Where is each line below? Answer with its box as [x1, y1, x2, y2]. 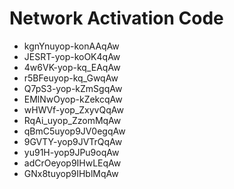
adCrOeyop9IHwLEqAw [23, 157, 122, 169]
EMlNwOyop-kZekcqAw [23, 93, 123, 105]
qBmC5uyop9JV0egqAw [23, 125, 126, 137]
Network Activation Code [9, 7, 224, 30]
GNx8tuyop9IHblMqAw [23, 167, 119, 179]
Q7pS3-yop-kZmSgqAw [23, 82, 123, 94]
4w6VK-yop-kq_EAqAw [23, 61, 121, 73]
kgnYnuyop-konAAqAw [23, 40, 120, 52]
